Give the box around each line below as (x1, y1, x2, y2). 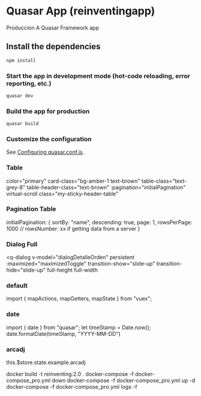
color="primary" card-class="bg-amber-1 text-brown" (6, 177, 140, 184)
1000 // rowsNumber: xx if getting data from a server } (6, 225, 140, 232)
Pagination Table (6, 205, 56, 213)
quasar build (6, 121, 39, 127)
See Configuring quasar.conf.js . (6, 148, 85, 156)
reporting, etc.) (6, 79, 52, 88)
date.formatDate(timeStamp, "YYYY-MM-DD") (6, 330, 121, 337)
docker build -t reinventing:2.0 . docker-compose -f (6, 371, 134, 378)
